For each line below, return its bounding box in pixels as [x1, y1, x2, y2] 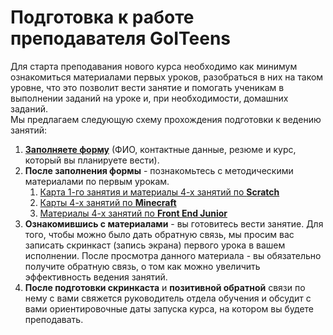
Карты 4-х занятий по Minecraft [39, 196, 177, 208]
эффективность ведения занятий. [24, 271, 168, 283]
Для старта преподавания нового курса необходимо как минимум [10, 60, 298, 72]
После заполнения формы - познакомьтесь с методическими [24, 164, 294, 176]
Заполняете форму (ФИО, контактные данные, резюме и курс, [24, 143, 297, 155]
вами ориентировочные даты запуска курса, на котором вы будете [24, 302, 314, 315]
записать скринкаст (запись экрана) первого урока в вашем [24, 239, 286, 251]
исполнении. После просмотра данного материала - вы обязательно [24, 249, 322, 261]
